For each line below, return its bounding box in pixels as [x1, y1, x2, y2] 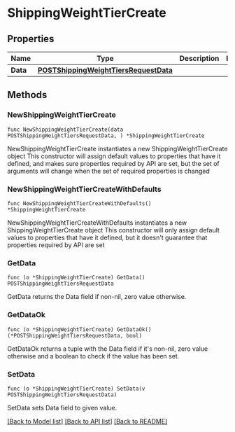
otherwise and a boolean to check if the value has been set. [7, 351, 180, 360]
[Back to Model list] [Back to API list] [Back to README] [7, 417, 168, 425]
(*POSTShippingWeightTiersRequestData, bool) [7, 332, 142, 339]
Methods [7, 89, 48, 101]
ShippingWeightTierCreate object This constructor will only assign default [7, 225, 220, 234]
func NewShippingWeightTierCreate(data [7, 126, 124, 133]
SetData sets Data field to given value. [7, 403, 117, 412]
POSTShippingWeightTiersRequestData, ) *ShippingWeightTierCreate [7, 132, 205, 139]
